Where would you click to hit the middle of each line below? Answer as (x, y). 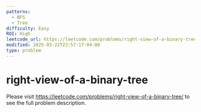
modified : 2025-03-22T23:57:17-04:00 (53, 45)
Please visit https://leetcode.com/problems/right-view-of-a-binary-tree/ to (98, 97)
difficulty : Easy (28, 28)
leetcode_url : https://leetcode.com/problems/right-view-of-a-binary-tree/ (103, 39)
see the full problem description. (46, 102)
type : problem (24, 51)
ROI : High (19, 34)
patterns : (19, 12)
